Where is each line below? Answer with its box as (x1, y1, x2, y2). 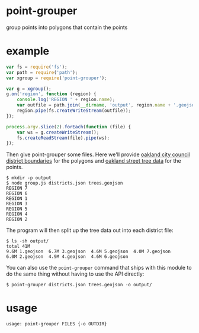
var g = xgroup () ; (6, 86, 52, 92)
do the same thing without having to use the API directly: (6, 270, 145, 277)
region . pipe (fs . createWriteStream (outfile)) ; (17, 108, 131, 114)
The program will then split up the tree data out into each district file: (6, 227, 174, 234)
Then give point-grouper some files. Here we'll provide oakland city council (6, 151, 190, 158)
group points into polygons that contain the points (6, 24, 128, 31)
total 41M (6, 244, 31, 250)
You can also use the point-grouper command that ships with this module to (6, 264, 192, 271)
